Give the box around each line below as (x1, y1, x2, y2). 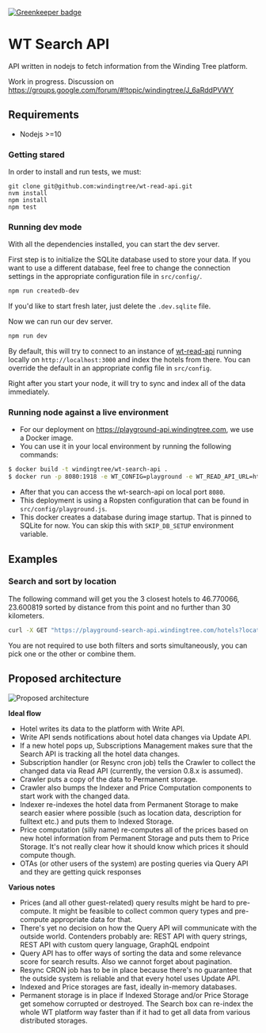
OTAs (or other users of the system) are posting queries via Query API (19, 859, 249, 868)
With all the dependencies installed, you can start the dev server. (8, 239, 220, 249)
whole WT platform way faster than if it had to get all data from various (19, 1007, 251, 1016)
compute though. (19, 850, 77, 859)
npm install (8, 197, 47, 205)
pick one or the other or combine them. (8, 648, 136, 658)
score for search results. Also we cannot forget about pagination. (19, 956, 233, 966)
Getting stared (8, 149, 65, 160)
